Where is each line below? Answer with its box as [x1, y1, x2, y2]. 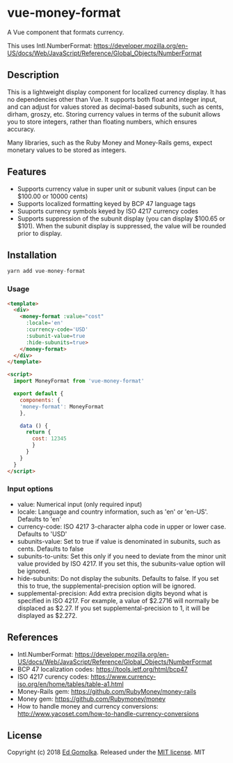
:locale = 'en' [25, 320, 64, 327]
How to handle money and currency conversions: [17, 702, 159, 710]
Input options [7, 484, 54, 494]
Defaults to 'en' [17, 514, 61, 523]
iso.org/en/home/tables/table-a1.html [17, 679, 124, 688]
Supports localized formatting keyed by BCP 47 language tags [17, 199, 196, 207]
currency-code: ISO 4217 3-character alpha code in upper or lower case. [17, 522, 226, 531]
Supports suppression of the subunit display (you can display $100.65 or [17, 214, 226, 223]
